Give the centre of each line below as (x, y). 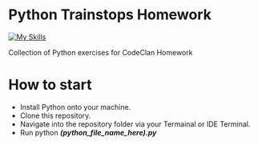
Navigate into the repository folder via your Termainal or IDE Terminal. (135, 124)
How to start (50, 85)
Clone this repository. (55, 115)
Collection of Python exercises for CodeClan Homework (101, 52)
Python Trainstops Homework (110, 15)
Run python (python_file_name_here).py (88, 132)
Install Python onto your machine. (75, 107)
